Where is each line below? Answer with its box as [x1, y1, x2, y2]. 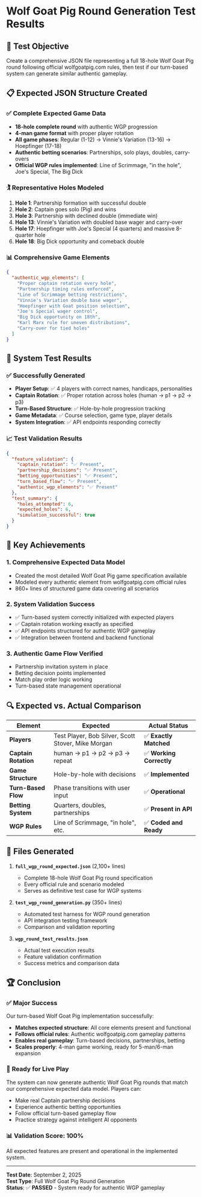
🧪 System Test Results [6, 353, 92, 363]
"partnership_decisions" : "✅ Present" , [17, 467, 118, 473]
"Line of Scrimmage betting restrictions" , [17, 292, 128, 298]
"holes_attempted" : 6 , [17, 501, 74, 507]
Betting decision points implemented [14, 669, 106, 677]
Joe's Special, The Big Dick [14, 168, 83, 175]
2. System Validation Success [6, 599, 95, 608]
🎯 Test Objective [6, 41, 69, 51]
